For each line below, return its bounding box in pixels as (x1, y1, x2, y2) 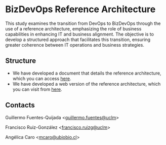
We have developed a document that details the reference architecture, (12, 70, 161, 76)
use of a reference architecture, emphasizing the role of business (5, 25, 142, 31)
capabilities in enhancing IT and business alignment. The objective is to (5, 31, 154, 37)
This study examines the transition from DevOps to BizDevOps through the (5, 20, 161, 26)
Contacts (5, 101, 35, 110)
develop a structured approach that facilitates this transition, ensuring (5, 37, 151, 43)
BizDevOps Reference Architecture (5, 4, 156, 15)
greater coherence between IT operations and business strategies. (5, 42, 144, 48)
